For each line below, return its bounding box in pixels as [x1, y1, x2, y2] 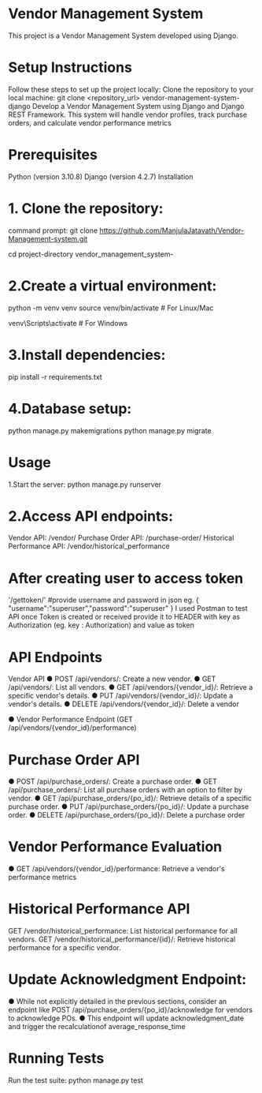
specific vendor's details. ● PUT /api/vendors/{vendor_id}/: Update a [8, 691, 234, 701]
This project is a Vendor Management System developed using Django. [8, 31, 238, 40]
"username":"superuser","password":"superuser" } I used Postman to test [8, 604, 248, 613]
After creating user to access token [8, 569, 244, 587]
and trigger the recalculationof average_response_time [8, 1022, 186, 1031]
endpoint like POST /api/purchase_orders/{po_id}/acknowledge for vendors [8, 1005, 253, 1015]
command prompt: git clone [8, 226, 98, 235]
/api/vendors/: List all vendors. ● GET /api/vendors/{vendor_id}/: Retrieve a [8, 683, 253, 692]
